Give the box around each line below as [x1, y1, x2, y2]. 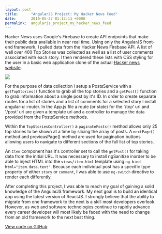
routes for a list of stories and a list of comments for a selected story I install [5, 99, 157, 105]
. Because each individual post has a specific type [50, 164, 151, 170]
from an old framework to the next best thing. [5, 214, 96, 220]
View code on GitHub [5, 224, 47, 230]
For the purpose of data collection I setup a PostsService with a [5, 83, 132, 89]
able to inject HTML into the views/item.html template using [5, 158, 125, 165]
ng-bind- [125, 159, 143, 165]
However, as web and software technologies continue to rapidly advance [5, 204, 150, 210]
